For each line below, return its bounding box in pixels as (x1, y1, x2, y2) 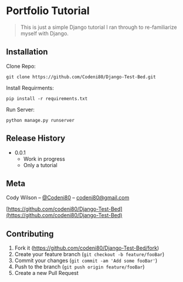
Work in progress (23, 155, 66, 162)
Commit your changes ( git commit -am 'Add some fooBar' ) (14, 257, 158, 264)
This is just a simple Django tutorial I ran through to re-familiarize (20, 24, 177, 31)
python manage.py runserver (6, 117, 75, 123)
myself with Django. (20, 29, 69, 37)
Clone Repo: (6, 62, 36, 69)
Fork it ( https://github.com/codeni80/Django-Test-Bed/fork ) (14, 244, 160, 251)
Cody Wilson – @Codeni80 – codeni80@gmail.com (6, 194, 130, 201)
